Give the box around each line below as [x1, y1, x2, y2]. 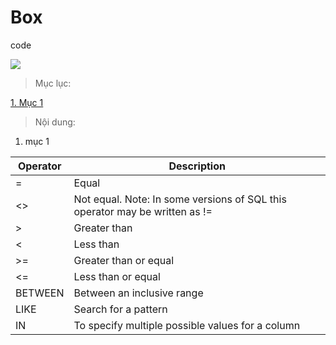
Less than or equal [73, 269, 161, 283]
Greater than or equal [73, 253, 175, 267]
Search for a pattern [73, 302, 168, 316]
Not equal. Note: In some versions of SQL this [73, 192, 287, 206]
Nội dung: [34, 116, 76, 128]
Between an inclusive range [73, 286, 204, 300]
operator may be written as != [73, 204, 213, 218]
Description [168, 159, 226, 173]
